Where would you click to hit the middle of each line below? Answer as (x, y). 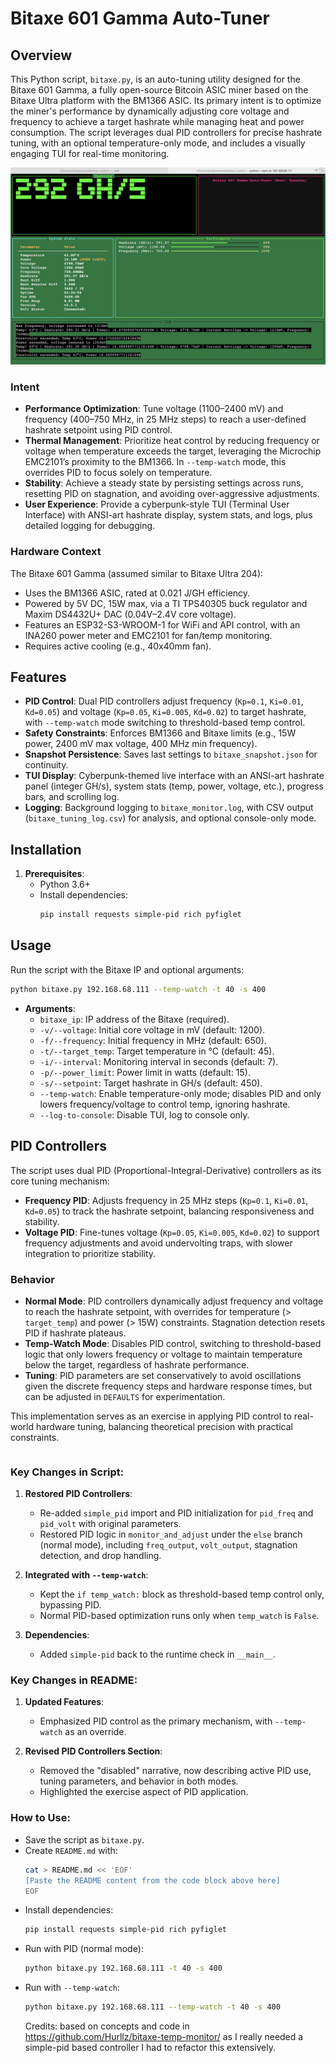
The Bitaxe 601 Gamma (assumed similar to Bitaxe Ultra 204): (137, 573)
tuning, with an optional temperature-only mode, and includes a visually (158, 143)
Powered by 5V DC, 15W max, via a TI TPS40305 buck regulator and (166, 603)
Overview (41, 55)
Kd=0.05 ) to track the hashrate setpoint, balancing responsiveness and (169, 1211)
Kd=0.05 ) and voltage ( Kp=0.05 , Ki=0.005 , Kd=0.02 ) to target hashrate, (165, 712)
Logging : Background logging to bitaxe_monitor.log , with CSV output (169, 808)
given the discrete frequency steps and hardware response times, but (168, 1386)
